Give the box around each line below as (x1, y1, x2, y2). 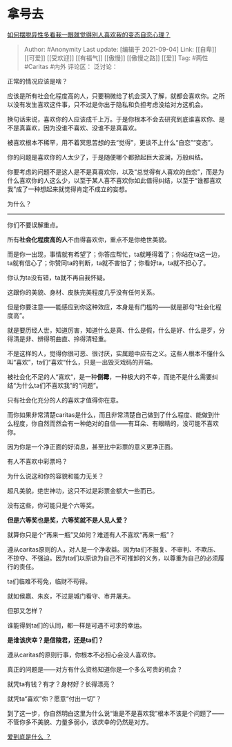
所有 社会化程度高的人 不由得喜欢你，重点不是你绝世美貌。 (7, 235, 171, 244)
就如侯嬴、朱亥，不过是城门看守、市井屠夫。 (7, 592, 135, 600)
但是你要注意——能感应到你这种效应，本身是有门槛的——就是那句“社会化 (7, 302, 216, 311)
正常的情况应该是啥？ (7, 77, 68, 85)
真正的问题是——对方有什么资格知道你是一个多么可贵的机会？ (7, 665, 183, 673)
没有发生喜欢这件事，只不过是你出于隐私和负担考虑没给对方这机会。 (12, 100, 207, 108)
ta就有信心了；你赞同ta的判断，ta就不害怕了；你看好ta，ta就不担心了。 (7, 258, 210, 266)
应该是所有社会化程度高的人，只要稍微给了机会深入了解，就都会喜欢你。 (7, 91, 213, 100)
